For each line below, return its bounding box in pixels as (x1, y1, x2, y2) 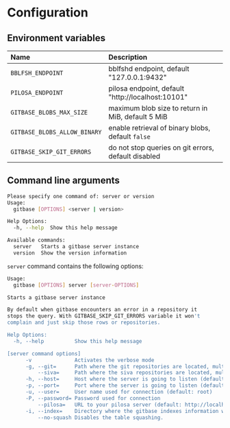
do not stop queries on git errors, (108, 143, 214, 152)
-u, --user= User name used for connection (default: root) (25, 389, 213, 396)
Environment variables (7, 32, 106, 44)
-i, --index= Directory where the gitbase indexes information (25, 407, 219, 414)
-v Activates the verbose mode (25, 357, 155, 364)
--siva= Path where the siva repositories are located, (37, 369, 213, 377)
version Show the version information (13, 249, 127, 257)
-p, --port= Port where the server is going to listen (25, 382, 197, 389)
